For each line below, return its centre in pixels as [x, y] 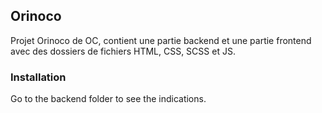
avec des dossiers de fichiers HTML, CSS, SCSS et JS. [123, 51]
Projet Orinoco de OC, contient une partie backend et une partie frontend [161, 40]
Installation [38, 77]
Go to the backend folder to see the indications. [108, 99]
